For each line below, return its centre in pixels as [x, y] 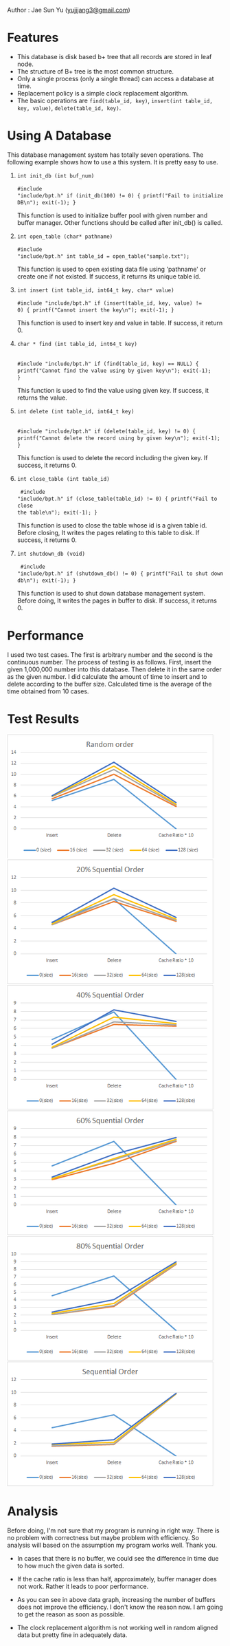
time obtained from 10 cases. [48, 691]
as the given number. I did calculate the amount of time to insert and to [107, 676]
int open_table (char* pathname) [65, 237]
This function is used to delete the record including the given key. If [112, 457]
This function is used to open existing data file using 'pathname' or [111, 269]
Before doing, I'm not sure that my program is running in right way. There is [113, 1530]
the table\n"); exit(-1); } [57, 512]
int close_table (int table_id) [63, 479]
